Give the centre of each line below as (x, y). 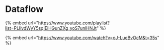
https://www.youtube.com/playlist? (74, 23)
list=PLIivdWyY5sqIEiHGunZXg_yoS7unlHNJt (51, 28)
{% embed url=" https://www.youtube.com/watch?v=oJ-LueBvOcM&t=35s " (82, 38)
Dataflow (24, 9)
